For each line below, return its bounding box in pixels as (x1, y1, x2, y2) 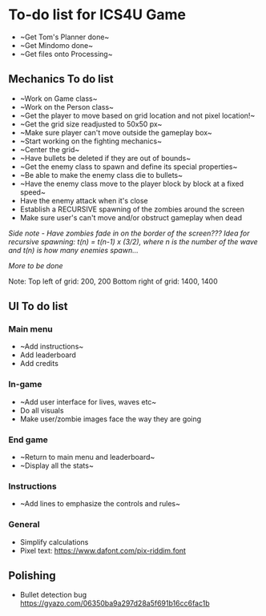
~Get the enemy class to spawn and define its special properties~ (19, 162, 238, 171)
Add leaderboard (19, 350, 76, 360)
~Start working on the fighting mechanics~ (19, 136, 163, 146)
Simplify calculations (19, 537, 89, 546)
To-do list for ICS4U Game (8, 6, 187, 24)
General (8, 519, 40, 530)
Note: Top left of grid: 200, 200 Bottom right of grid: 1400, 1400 (8, 276, 218, 286)
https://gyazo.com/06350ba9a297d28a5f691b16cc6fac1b (19, 598, 210, 608)
